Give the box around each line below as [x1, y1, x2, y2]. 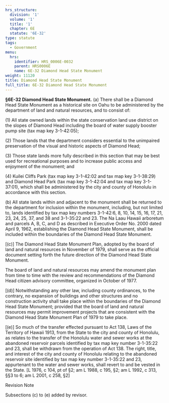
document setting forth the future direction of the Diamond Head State [5, 251, 152, 258]
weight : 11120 [5, 73, 35, 78]
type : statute [5, 36, 35, 41]
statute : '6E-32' [10, 31, 46, 36]
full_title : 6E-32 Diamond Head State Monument [5, 82, 107, 87]
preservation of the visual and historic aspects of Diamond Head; [5, 142, 141, 149]
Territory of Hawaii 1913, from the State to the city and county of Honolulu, [5, 329, 160, 335]
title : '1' [10, 21, 33, 27]
